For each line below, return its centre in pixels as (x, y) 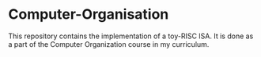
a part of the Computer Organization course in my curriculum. (109, 44)
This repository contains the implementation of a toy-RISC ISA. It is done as (131, 36)
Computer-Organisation (89, 14)
